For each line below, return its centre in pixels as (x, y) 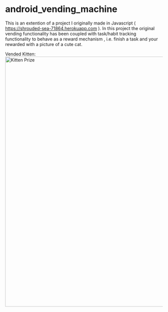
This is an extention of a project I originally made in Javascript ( (70, 23)
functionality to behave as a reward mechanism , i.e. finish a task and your (82, 39)
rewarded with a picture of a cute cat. (44, 44)
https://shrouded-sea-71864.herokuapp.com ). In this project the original (80, 28)
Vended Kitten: (20, 54)
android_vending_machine (61, 9)
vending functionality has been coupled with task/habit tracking (71, 33)
